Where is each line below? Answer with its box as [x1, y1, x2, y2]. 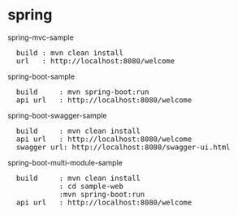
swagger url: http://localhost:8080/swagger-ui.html [15, 142, 231, 152]
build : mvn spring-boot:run [15, 87, 149, 97]
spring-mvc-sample [7, 32, 74, 42]
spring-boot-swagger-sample [7, 110, 107, 120]
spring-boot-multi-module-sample [7, 157, 123, 167]
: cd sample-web [58, 181, 123, 191]
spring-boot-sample [7, 71, 75, 81]
